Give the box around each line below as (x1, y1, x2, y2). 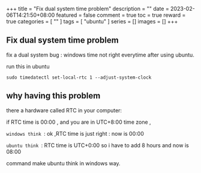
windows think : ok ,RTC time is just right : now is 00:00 (6, 130, 144, 137)
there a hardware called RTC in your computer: (6, 106, 122, 114)
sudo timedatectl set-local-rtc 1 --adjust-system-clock (6, 74, 152, 80)
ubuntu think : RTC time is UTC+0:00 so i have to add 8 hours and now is (6, 141, 189, 149)
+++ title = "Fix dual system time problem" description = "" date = (6, 5, 169, 12)
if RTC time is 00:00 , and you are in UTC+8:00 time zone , (6, 118, 151, 126)
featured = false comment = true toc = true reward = (56, 11, 186, 19)
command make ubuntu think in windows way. (6, 159, 121, 167)
